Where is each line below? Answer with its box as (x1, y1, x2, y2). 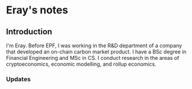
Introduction (6, 27, 53, 37)
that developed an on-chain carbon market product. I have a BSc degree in (6, 48, 187, 55)
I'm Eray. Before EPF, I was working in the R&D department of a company (6, 42, 183, 49)
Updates (6, 75, 31, 83)
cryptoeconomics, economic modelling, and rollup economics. (6, 60, 157, 67)
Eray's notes (6, 3, 68, 17)
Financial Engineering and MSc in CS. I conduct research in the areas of (6, 55, 180, 61)
